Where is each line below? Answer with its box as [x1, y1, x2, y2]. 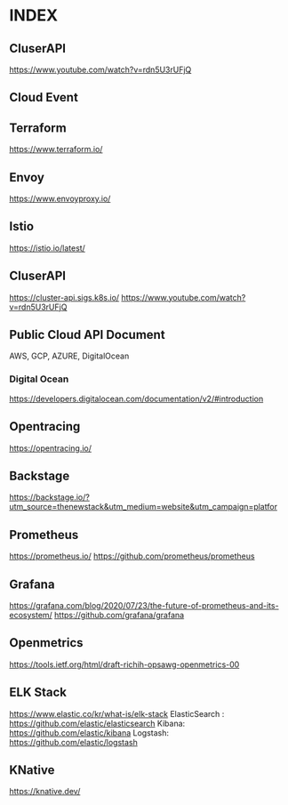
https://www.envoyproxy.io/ [9, 193, 111, 205]
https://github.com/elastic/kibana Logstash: [9, 727, 169, 738]
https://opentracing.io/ [9, 442, 92, 454]
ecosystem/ [9, 610, 53, 620]
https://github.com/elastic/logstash [9, 737, 138, 747]
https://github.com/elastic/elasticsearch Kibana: [9, 718, 186, 729]
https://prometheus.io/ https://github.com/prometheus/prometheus [9, 551, 255, 561]
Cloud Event [9, 90, 78, 105]
